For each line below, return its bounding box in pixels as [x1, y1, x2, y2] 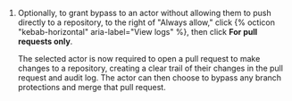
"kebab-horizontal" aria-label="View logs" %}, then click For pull [17, 27, 258, 37]
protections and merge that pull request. [17, 82, 167, 92]
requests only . [17, 36, 73, 46]
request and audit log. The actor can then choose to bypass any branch [17, 72, 282, 83]
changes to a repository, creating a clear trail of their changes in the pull [17, 63, 284, 73]
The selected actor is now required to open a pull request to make [17, 54, 261, 63]
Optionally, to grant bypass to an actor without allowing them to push [17, 8, 271, 18]
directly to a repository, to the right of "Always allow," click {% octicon [17, 17, 275, 28]
